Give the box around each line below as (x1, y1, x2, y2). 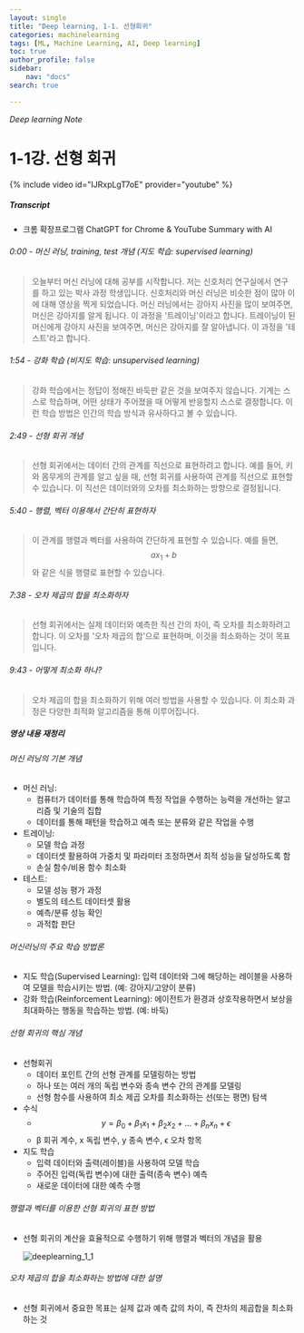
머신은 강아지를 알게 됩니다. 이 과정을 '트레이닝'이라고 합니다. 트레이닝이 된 (31, 309, 296, 320)
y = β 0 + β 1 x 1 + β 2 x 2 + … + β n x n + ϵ (101, 1117, 231, 1131)
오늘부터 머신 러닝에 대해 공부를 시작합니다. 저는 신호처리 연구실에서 (31, 276, 272, 287)
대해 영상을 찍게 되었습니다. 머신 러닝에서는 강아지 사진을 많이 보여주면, (41, 299, 293, 309)
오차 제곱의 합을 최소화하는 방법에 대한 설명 (9, 1272, 162, 1284)
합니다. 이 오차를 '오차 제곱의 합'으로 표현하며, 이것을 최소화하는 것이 (31, 631, 274, 642)
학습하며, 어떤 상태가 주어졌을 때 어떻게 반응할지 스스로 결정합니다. (48, 396, 284, 407)
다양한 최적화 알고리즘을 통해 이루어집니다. (48, 705, 200, 717)
